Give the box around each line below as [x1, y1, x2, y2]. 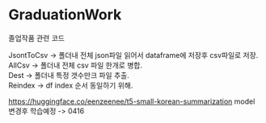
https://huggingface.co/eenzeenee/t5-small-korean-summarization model [8, 96, 255, 106]
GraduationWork [8, 6, 122, 24]
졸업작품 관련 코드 [8, 33, 65, 43]
